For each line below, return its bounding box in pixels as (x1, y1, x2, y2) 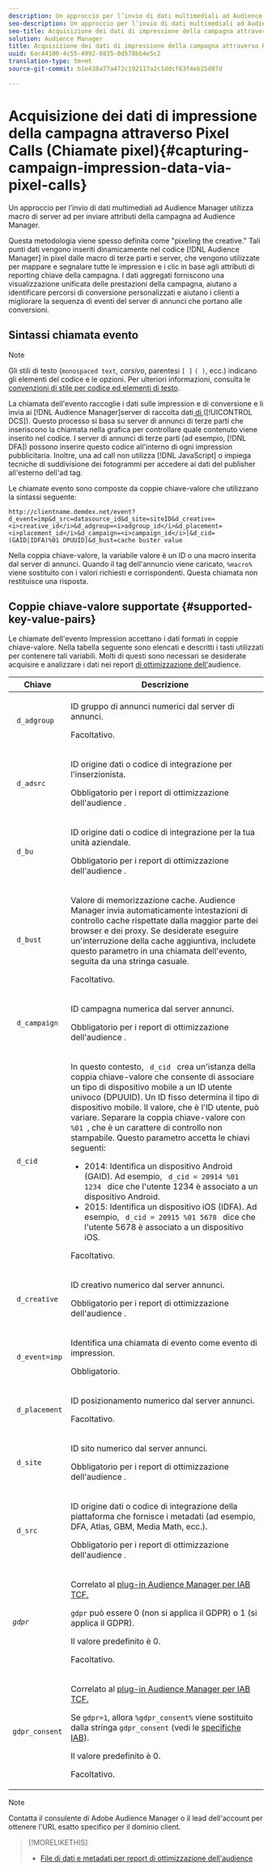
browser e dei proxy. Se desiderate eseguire (70, 925, 239, 936)
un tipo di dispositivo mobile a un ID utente (70, 1082, 232, 1093)
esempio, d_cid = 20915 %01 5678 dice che (84, 1212, 257, 1223)
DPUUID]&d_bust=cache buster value (62, 536, 183, 544)
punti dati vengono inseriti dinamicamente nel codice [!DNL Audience (8, 244, 240, 254)
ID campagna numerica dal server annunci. (70, 1004, 235, 1015)
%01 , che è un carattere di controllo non (70, 1122, 223, 1134)
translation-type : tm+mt (8, 58, 92, 66)
